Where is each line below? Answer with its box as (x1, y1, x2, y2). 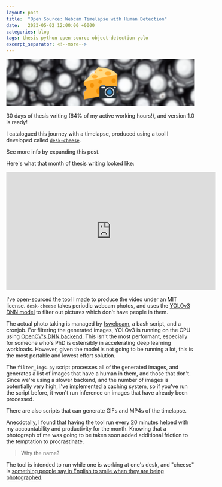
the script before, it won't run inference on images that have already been (6, 389, 188, 396)
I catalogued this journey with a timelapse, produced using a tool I (6, 130, 169, 137)
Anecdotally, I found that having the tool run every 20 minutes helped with (6, 419, 189, 426)
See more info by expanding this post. (6, 148, 100, 155)
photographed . (6, 474, 43, 481)
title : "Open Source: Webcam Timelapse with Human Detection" (6, 16, 168, 22)
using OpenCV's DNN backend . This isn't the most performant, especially (6, 333, 188, 340)
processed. (6, 396, 34, 402)
